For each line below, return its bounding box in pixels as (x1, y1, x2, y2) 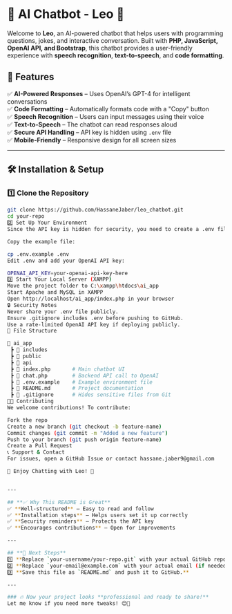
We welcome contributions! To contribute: (7, 404, 131, 411)
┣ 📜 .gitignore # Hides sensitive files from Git (10, 391, 171, 398)
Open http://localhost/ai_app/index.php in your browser (7, 295, 175, 303)
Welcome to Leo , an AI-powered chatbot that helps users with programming (7, 29, 224, 37)
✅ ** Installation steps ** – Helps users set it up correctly (7, 512, 188, 519)
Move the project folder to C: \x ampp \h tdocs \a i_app (7, 283, 159, 290)
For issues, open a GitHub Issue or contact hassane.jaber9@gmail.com (7, 456, 215, 463)
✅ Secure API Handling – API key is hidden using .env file (7, 128, 172, 136)
